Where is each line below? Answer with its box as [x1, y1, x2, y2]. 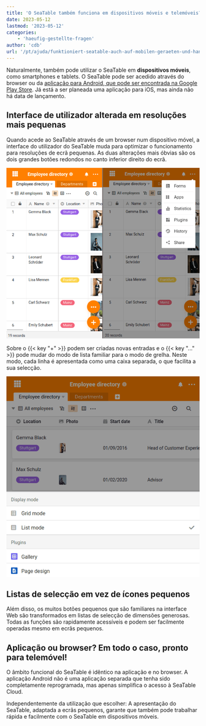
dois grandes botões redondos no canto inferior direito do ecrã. [6, 155, 167, 162]
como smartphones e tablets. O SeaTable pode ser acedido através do [6, 72, 185, 80]
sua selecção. [6, 364, 42, 372]
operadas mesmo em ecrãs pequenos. [6, 625, 104, 632]
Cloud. [6, 688, 23, 695]
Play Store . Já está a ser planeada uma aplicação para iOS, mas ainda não [6, 86, 194, 93]
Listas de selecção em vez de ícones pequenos [6, 589, 190, 600]
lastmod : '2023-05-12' [6, 23, 64, 29]
